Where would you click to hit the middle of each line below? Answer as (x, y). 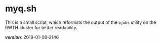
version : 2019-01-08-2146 (32, 37)
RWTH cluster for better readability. (41, 27)
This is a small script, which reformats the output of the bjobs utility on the (81, 22)
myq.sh (21, 9)
